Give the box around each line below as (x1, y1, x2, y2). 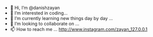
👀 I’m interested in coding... (10, 10, 68, 16)
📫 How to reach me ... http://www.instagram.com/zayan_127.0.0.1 (10, 26, 148, 32)
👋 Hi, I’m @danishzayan (10, 5, 60, 10)
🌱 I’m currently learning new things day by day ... (10, 15, 113, 21)
